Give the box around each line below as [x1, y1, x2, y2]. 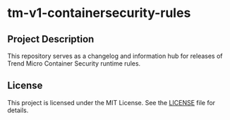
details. [7, 106, 29, 114]
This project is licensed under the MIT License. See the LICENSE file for [7, 98, 216, 107]
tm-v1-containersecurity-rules [7, 5, 191, 21]
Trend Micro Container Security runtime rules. [7, 59, 141, 68]
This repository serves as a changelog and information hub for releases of [7, 52, 223, 60]
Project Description [7, 33, 95, 45]
